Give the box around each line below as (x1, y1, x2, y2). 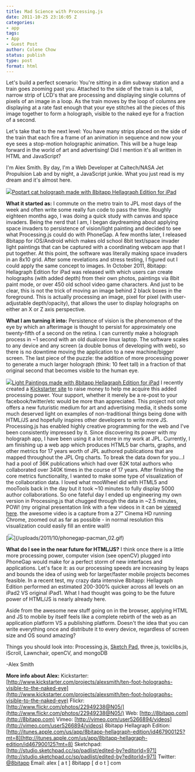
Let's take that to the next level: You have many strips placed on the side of (6, 128, 187, 135)
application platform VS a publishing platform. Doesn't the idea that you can (6, 620, 189, 627)
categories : (6, 19, 35, 25)
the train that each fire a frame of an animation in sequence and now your (6, 134, 183, 141)
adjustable (6, 300, 32, 307)
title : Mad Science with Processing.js (6, 8, 103, 15)
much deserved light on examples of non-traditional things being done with (6, 410, 187, 417)
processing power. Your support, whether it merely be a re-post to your (6, 392, 178, 399)
